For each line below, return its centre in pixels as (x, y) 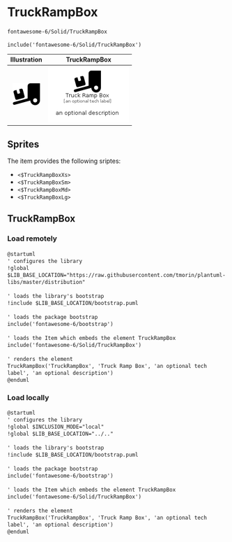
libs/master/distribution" (46, 282)
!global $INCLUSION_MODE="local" (56, 427)
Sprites (23, 144)
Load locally (28, 397)
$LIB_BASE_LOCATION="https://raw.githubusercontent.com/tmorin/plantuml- (117, 275)
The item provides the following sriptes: (64, 161)
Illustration (26, 59)
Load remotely (32, 238)
